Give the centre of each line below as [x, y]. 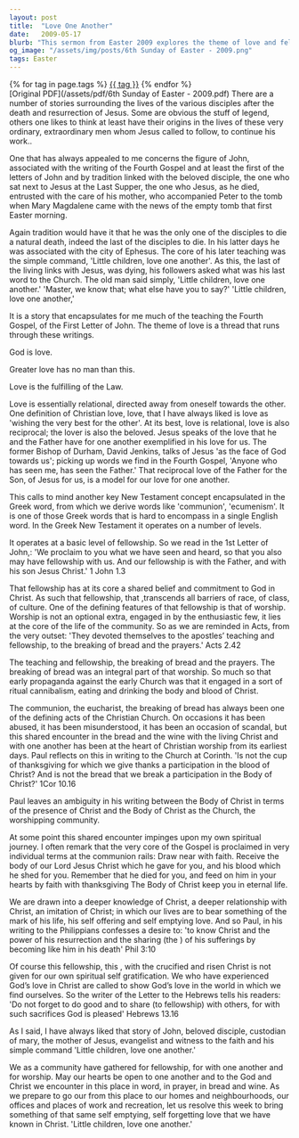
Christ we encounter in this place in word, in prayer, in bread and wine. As [145, 1086]
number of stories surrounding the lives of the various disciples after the [142, 103]
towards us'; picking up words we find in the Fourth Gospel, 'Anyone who [143, 461]
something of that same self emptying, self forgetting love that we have [140, 1114]
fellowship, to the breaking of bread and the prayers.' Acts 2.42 [125, 645]
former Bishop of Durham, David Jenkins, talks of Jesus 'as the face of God [148, 451]
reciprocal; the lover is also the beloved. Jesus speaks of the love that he [143, 432]
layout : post [33, 17]
